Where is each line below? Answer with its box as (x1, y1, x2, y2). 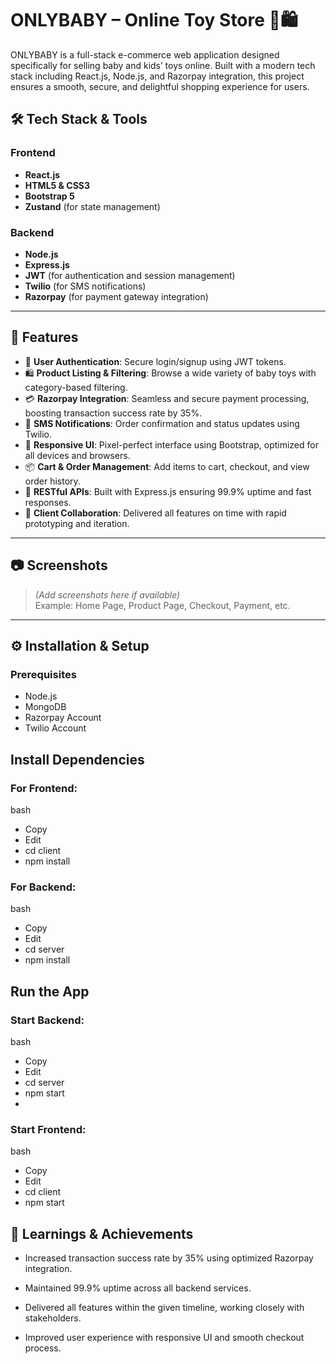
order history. (24, 475, 81, 487)
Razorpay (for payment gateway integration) (24, 290, 209, 302)
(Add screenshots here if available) (34, 588, 181, 601)
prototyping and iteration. (24, 517, 130, 529)
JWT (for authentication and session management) (24, 269, 236, 281)
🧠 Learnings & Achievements (10, 1225, 194, 1242)
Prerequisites (10, 667, 77, 681)
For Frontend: (10, 781, 78, 795)
